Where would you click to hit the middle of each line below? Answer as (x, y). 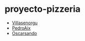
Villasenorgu (25, 23)
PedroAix (21, 28)
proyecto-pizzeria (42, 9)
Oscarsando (24, 33)
